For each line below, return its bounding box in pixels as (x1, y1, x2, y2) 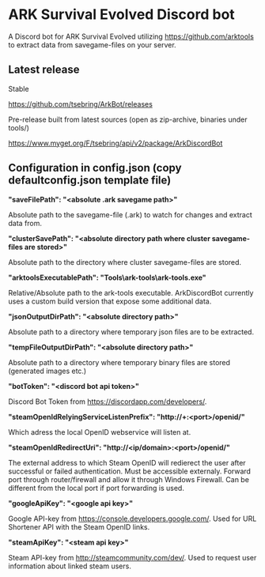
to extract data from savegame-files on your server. (8, 40, 176, 49)
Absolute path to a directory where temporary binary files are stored (8, 357, 231, 367)
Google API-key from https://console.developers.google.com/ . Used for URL (8, 514, 257, 523)
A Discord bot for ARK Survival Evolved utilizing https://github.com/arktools (8, 32, 255, 41)
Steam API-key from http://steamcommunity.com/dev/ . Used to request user (8, 552, 257, 562)
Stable (8, 84, 29, 93)
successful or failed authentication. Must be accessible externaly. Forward (8, 466, 252, 476)
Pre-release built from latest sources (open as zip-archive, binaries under (8, 115, 248, 124)
